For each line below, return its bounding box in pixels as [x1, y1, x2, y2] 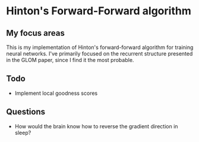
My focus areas [6, 28, 65, 38]
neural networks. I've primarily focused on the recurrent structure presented [6, 50, 193, 57]
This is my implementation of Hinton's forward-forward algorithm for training [6, 44, 194, 51]
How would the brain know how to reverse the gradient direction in [14, 122, 178, 129]
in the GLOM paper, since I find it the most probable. [6, 57, 134, 63]
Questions [6, 107, 46, 117]
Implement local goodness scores [14, 89, 98, 97]
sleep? [14, 129, 31, 136]
